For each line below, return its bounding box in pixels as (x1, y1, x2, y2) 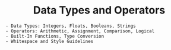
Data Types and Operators (33, 4, 166, 17)
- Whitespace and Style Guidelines (5, 38, 94, 44)
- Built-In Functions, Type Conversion (5, 33, 104, 39)
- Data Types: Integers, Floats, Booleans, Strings (5, 23, 136, 29)
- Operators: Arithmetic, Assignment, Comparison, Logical (5, 28, 155, 34)
